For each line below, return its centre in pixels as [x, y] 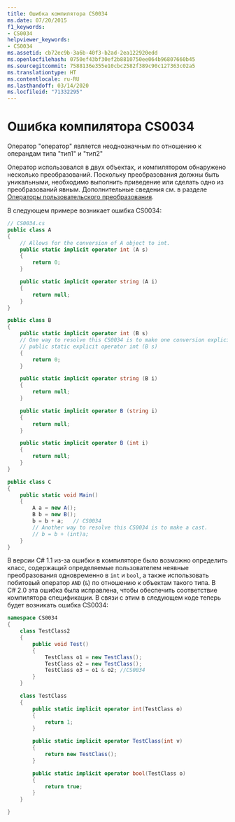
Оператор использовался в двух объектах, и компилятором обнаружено [116, 167]
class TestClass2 [45, 631]
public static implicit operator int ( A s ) [84, 250]
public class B [29, 321]
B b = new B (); [55, 515]
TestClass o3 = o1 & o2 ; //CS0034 [95, 671]
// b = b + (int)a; [61, 534]
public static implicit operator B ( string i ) [89, 411]
